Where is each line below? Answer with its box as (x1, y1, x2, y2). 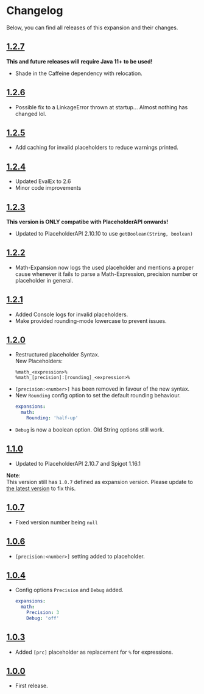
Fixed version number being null (15, 518, 99, 526)
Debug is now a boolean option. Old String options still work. (15, 426, 164, 433)
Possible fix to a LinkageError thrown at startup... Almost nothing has (15, 103, 188, 110)
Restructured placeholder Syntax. (15, 351, 100, 358)
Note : (6, 471, 21, 479)
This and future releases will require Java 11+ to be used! (6, 57, 153, 65)
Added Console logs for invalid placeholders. (15, 311, 128, 318)
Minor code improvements (15, 184, 82, 192)
